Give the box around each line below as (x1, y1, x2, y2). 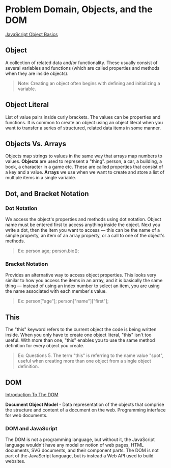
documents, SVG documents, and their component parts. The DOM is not (5, 447, 159, 454)
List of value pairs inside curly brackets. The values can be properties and (5, 114, 161, 120)
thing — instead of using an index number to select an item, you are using (5, 283, 160, 289)
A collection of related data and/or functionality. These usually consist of (5, 60, 158, 66)
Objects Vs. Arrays (5, 139, 66, 148)
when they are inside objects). (5, 70, 69, 76)
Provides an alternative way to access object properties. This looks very (5, 272, 157, 278)
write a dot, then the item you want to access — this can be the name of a (5, 227, 160, 233)
